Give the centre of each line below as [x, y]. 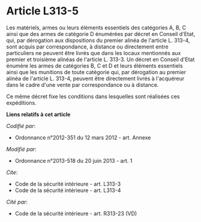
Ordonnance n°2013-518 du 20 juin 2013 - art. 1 [73, 160]
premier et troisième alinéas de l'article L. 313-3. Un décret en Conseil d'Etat [100, 59]
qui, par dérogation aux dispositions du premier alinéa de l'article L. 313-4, [98, 40]
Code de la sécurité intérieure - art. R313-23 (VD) [76, 213]
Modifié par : [22, 149]
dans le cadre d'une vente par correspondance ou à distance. [82, 84]
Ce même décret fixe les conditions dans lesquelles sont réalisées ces [93, 96]
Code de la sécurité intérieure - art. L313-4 [68, 190]
